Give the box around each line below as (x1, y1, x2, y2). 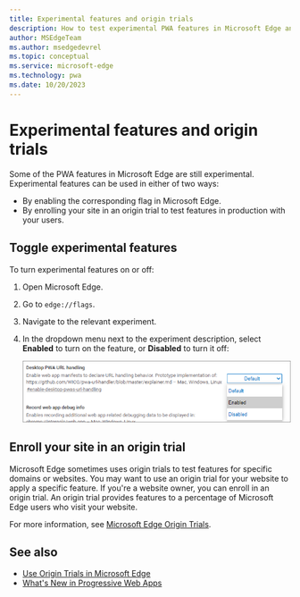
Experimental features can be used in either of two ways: (9, 178, 220, 189)
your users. (21, 214, 64, 225)
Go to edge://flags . (21, 298, 96, 309)
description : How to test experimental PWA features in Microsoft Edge (9, 23, 281, 33)
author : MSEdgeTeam (9, 33, 82, 42)
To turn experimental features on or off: (9, 264, 154, 274)
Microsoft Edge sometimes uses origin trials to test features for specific (9, 463, 272, 474)
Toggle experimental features (9, 240, 178, 256)
